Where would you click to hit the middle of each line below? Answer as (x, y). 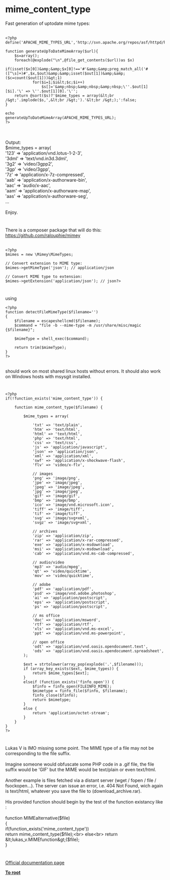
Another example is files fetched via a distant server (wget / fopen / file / (81, 780)
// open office (48, 642)
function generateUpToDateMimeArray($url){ (52, 51)
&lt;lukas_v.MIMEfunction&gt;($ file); (42, 839)
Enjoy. (12, 212)
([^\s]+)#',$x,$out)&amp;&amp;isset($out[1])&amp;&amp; (65, 73)
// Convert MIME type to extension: (44, 277)
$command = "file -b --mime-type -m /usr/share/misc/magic (78, 326)
